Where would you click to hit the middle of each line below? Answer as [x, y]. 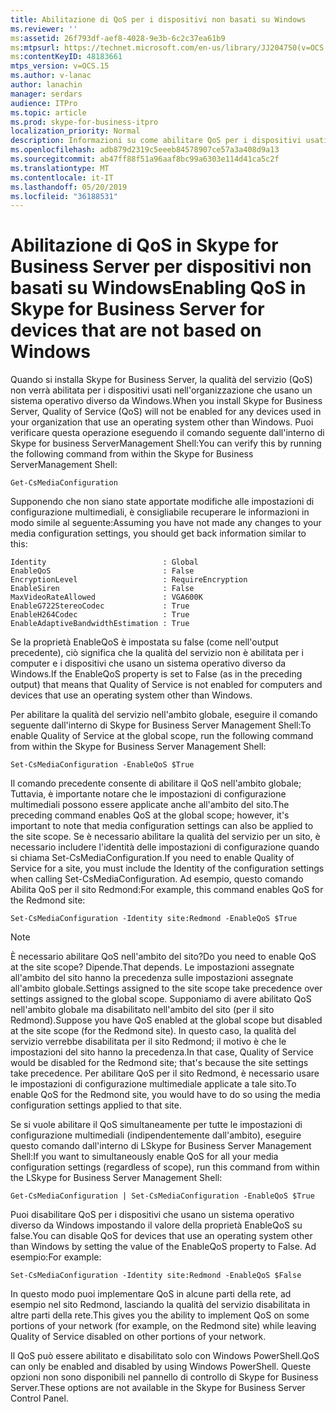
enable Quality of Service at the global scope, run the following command [162, 736]
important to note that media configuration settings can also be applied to [162, 826]
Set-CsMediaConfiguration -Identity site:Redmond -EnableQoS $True [154, 919]
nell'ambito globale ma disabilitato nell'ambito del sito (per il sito [142, 1010]
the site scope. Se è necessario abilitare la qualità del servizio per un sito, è [165, 837]
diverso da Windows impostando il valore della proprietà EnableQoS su [156, 1225]
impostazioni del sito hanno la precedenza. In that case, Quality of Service [162, 1052]
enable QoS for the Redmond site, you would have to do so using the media [166, 1095]
